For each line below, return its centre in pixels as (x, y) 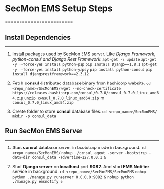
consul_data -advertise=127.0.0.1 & (69, 157)
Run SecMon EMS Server (44, 131)
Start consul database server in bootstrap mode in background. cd (79, 147)
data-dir (21, 157)
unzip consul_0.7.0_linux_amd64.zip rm (64, 98)
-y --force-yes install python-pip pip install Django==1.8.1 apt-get (84, 64)
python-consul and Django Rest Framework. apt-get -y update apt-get (84, 59)
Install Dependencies (38, 37)
